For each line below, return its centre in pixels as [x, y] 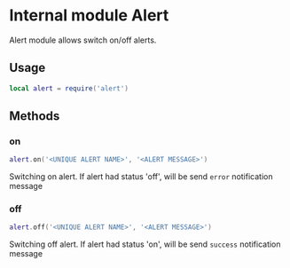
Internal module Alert [89, 16]
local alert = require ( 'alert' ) [69, 88]
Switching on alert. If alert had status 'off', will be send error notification [141, 177]
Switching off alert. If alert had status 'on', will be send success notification [145, 244]
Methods [35, 116]
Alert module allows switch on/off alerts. [83, 40]
